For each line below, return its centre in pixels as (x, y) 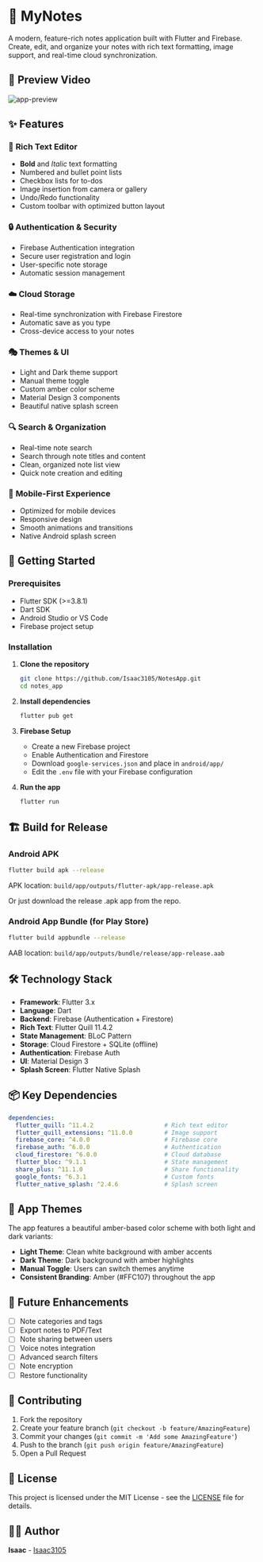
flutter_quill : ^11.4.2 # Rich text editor (122, 1125)
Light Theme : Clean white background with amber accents (116, 1252)
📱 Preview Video (50, 80)
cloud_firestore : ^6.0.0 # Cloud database (118, 1155)
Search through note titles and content (82, 456)
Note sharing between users (66, 1339)
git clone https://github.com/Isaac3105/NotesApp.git (110, 678)
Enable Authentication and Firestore (90, 754)
